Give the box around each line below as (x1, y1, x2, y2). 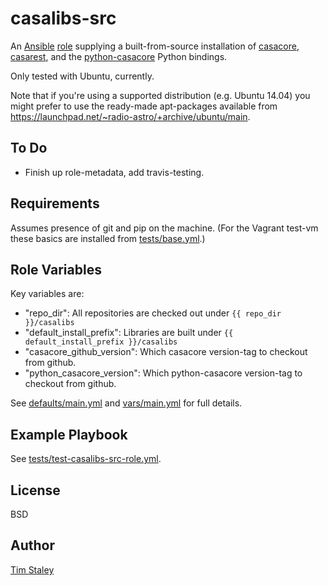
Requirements (10, 195, 100, 212)
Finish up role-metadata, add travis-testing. (24, 166, 205, 178)
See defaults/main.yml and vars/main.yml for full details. (10, 397, 243, 409)
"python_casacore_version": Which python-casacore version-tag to (24, 367, 303, 379)
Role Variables (10, 261, 102, 278)
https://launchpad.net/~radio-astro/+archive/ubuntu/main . (10, 110, 251, 122)
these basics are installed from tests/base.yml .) (10, 232, 206, 244)
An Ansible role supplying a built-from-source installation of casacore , (10, 40, 300, 52)
